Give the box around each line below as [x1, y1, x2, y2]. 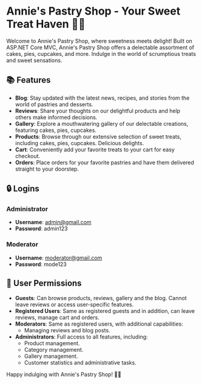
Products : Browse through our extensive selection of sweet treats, [15, 132, 182, 140]
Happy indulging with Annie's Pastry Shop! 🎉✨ [6, 371, 121, 378]
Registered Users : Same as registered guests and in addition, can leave [15, 307, 195, 314]
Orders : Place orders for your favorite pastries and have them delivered [15, 159, 194, 166]
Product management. [24, 339, 80, 347]
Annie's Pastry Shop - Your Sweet [6, 4, 181, 18]
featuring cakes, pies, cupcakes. [15, 126, 97, 134]
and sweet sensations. [6, 57, 62, 64]
